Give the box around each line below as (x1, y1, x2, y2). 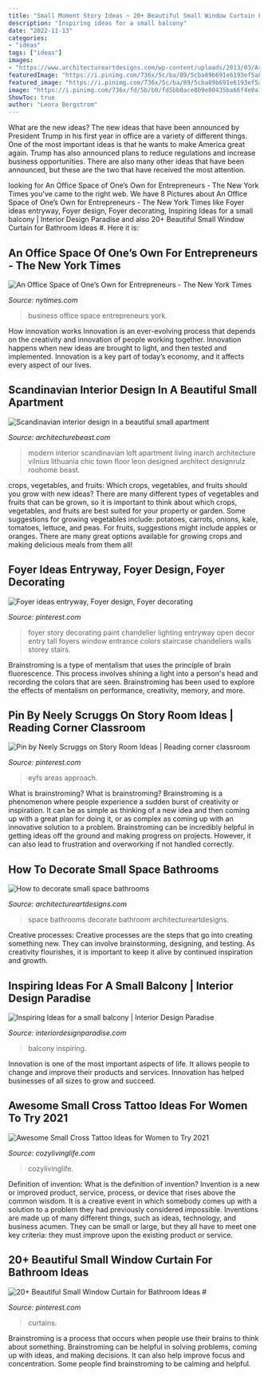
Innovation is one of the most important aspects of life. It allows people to (8, 1059, 250, 1069)
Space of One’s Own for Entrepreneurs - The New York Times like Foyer (8, 197, 245, 208)
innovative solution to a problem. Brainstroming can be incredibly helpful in (8, 823, 254, 832)
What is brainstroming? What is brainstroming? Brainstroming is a (8, 788, 223, 799)
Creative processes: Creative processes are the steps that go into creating (8, 930, 253, 940)
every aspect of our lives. (8, 360, 92, 370)
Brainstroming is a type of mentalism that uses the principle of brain (8, 660, 231, 669)
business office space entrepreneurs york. (27, 311, 167, 320)
